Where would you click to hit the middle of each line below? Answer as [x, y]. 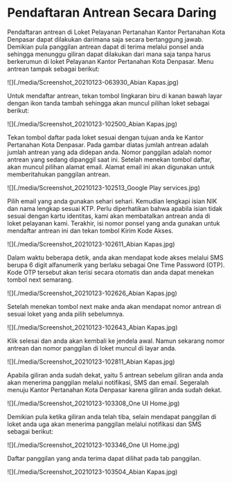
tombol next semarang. [40, 280]
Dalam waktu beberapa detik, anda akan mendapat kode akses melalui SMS [115, 257]
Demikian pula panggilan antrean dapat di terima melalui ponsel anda [106, 46]
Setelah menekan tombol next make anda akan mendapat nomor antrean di [114, 306]
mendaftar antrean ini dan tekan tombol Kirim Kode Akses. [90, 230]
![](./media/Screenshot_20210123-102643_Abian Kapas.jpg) [92, 327]
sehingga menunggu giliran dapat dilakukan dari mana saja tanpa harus [109, 54]
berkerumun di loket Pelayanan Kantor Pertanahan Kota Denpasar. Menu [110, 61]
